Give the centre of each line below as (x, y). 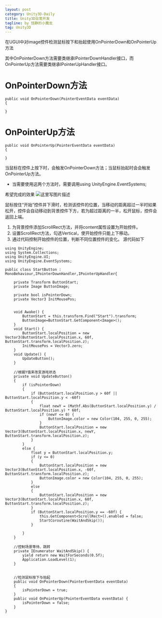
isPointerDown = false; (46, 603)
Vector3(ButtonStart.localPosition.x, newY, (50, 432)
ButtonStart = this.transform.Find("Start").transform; (80, 316)
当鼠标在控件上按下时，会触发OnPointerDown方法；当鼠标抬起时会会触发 (78, 168)
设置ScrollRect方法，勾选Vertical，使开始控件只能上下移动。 (72, 233)
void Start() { (29, 329)
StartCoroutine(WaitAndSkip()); (72, 521)
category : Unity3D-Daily (30, 14)
